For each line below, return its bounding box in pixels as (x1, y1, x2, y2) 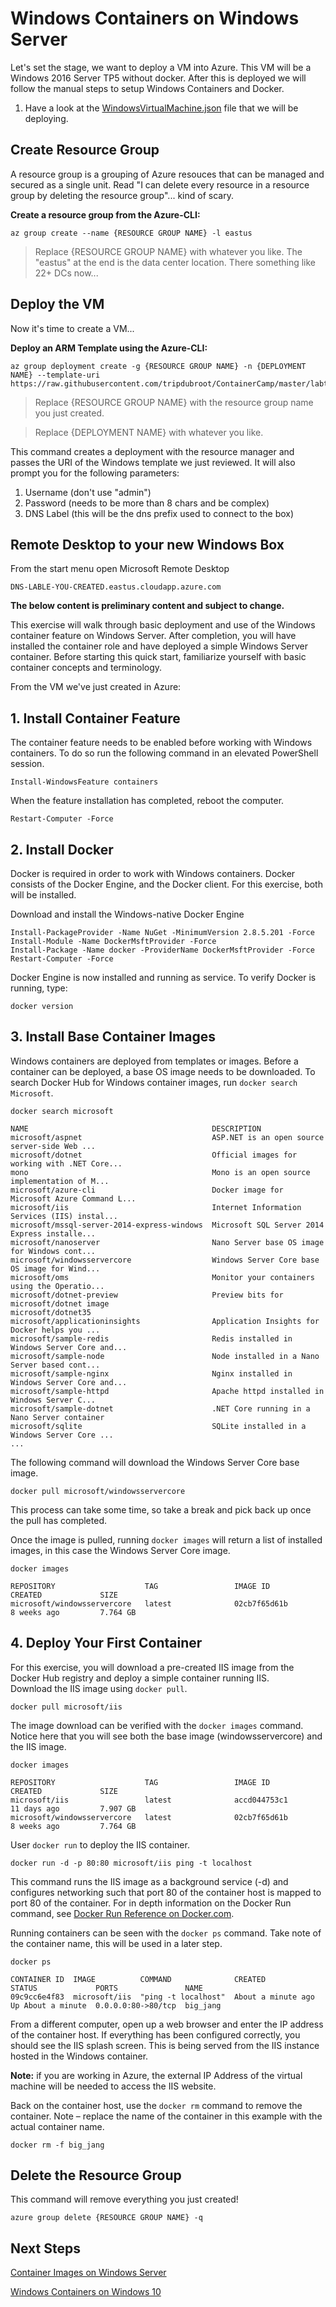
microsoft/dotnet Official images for (10, 1150, 298, 1160)
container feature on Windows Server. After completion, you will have (10, 630, 297, 642)
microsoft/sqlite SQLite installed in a (10, 1421, 307, 1431)
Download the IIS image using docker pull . (10, 1682, 188, 1694)
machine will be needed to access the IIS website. (10, 2080, 217, 2092)
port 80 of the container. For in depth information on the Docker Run (10, 1897, 292, 1909)
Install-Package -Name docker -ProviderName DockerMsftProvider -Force (10, 945, 315, 955)
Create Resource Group (10, 142, 160, 159)
